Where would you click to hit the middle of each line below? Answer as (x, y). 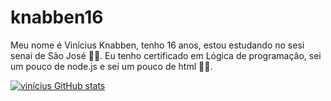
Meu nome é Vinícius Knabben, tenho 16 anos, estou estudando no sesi (157, 45)
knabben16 (57, 17)
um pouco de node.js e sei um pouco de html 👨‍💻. (111, 66)
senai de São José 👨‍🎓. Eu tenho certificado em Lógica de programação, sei (166, 55)
